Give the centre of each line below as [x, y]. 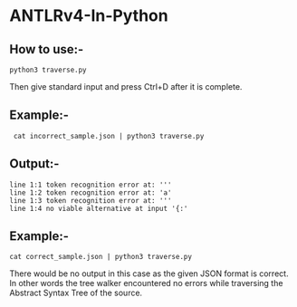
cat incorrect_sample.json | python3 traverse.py [109, 136]
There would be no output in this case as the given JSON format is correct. [149, 273]
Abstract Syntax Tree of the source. [76, 293]
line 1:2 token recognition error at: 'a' [91, 192]
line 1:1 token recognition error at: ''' [91, 185]
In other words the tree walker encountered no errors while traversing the [146, 283]
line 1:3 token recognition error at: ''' [91, 200]
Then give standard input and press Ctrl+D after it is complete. [126, 86]
